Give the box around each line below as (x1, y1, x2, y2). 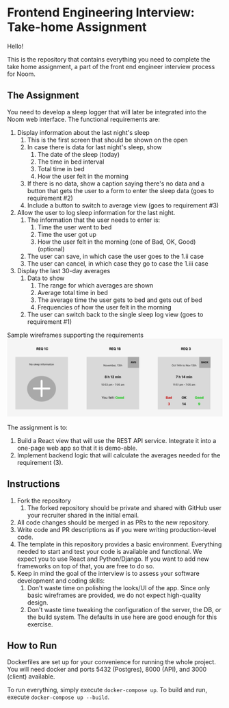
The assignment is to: (7, 423, 68, 431)
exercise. (27, 620, 53, 628)
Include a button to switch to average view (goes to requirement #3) (27, 201, 219, 210)
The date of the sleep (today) (37, 150, 120, 158)
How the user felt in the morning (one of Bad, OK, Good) (37, 238, 196, 246)
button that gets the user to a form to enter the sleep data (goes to (27, 186, 214, 194)
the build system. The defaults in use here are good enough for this (27, 613, 217, 621)
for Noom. (7, 70, 36, 78)
